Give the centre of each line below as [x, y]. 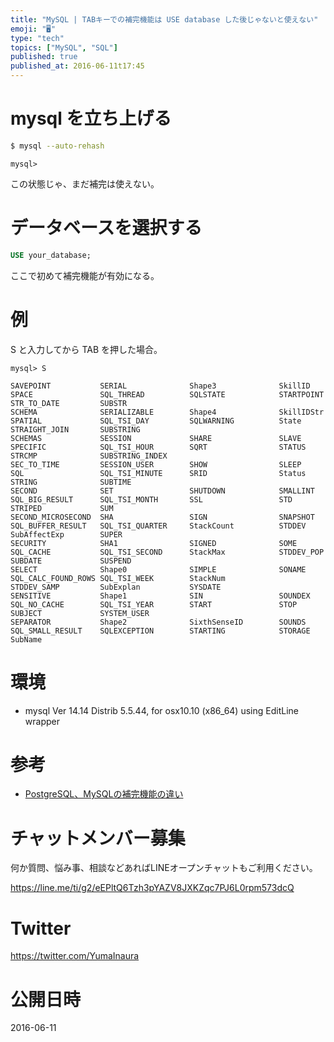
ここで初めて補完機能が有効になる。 [85, 275]
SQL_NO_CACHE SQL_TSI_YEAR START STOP [154, 604]
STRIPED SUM [62, 508]
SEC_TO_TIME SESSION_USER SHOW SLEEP [156, 464]
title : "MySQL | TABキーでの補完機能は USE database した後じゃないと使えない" [164, 19]
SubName [26, 639]
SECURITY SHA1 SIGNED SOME [154, 543]
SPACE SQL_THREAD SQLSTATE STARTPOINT [167, 394]
